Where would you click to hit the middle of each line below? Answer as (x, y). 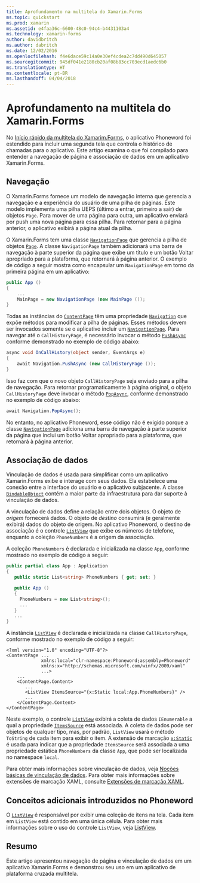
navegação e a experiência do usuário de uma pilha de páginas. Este (91, 202)
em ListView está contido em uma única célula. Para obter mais (84, 821)
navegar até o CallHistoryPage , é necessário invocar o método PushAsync (96, 335)
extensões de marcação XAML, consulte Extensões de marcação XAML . (95, 782)
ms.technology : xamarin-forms (44, 34)
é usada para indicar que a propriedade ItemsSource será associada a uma (98, 745)
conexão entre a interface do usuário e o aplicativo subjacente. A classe (95, 487)
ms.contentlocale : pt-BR (37, 73)
